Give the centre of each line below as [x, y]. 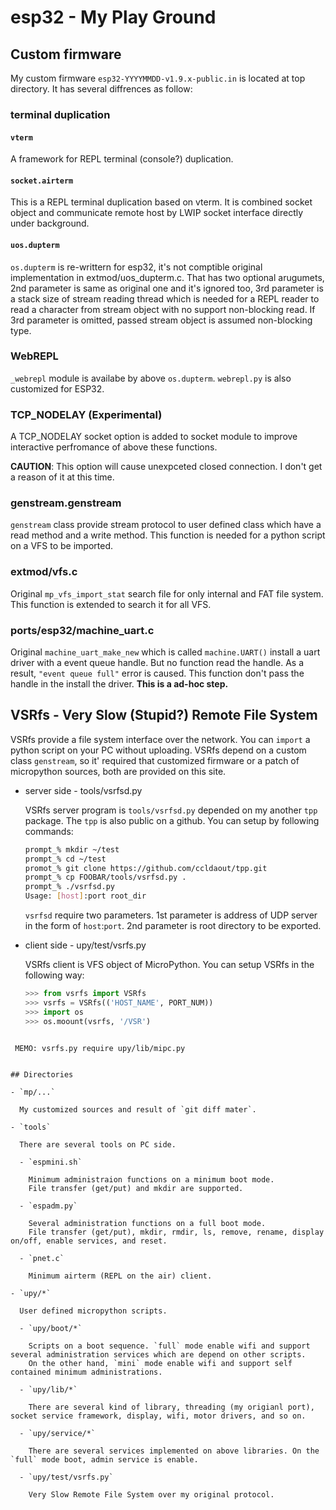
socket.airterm [42, 181]
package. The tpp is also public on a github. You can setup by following [172, 820]
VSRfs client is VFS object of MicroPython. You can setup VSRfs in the [169, 965]
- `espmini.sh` [51, 1162]
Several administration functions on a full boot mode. [147, 1223]
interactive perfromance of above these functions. [114, 447]
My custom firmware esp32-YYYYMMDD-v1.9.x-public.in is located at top [158, 78]
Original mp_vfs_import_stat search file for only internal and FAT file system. [167, 593]
